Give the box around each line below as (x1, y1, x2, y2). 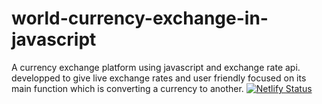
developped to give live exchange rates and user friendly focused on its (11, 72, 307, 84)
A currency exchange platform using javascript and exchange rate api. (11, 61, 301, 73)
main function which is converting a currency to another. (11, 82, 244, 94)
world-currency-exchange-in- (11, 7, 269, 30)
